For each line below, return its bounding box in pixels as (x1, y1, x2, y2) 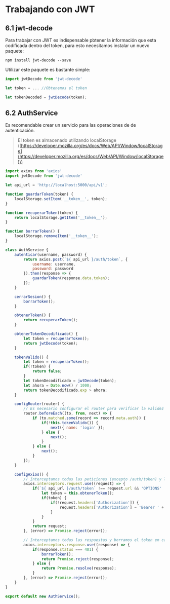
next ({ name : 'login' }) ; (50, 425, 105, 430)
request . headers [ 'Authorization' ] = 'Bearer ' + (59, 505, 164, 510)
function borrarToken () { (5, 229, 60, 234)
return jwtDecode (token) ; (23, 341, 78, 346)
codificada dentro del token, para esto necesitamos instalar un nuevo (5, 43, 150, 49)
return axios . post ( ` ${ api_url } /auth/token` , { (23, 257, 128, 262)
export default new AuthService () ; (5, 594, 80, 599)
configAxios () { (14, 472, 49, 477)
